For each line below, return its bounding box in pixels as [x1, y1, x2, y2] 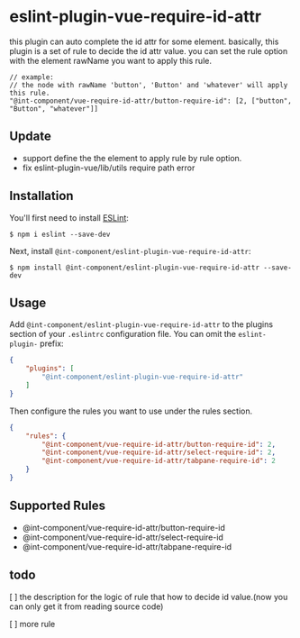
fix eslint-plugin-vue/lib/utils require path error [22, 162, 195, 173]
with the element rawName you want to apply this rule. [9, 55, 212, 66]
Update [9, 129, 52, 144]
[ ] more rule [9, 618, 56, 629]
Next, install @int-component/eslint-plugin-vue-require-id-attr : [9, 245, 251, 256]
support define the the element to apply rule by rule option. [22, 152, 242, 163]
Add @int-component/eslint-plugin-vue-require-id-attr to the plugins [9, 319, 273, 330]
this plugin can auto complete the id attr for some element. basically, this [9, 36, 279, 47]
